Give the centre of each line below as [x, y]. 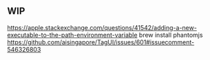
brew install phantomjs [171, 35]
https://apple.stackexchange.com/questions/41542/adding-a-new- [102, 27]
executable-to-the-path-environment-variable [72, 35]
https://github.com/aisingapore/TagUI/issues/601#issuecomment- [101, 42]
